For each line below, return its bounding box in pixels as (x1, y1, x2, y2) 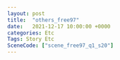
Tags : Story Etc (7, 36, 54, 43)
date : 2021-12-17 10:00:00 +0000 (7, 23, 111, 30)
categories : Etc (7, 29, 54, 37)
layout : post (7, 10, 45, 17)
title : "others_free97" (7, 17, 80, 23)
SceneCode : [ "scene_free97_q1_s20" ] (7, 42, 114, 49)
